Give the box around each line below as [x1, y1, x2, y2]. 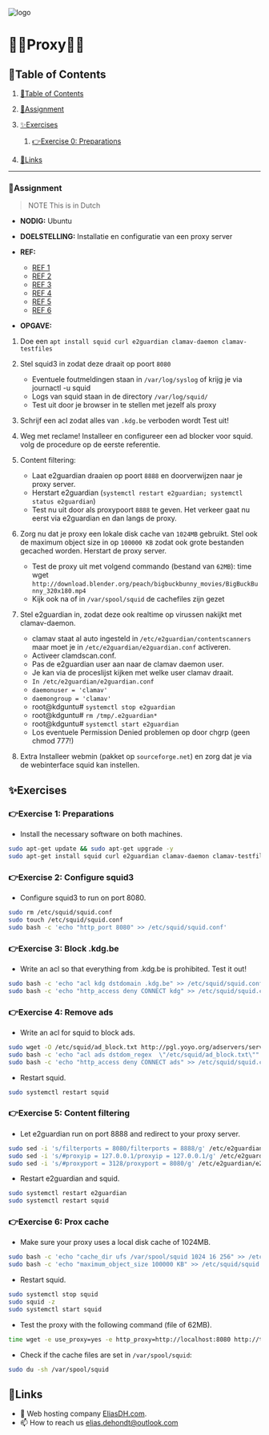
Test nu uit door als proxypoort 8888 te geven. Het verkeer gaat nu [31, 505, 251, 515]
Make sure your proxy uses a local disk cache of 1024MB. [19, 1238, 211, 1247]
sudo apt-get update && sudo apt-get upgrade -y [8, 845, 174, 853]
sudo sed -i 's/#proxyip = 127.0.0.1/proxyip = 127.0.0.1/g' [8, 1152, 217, 1160]
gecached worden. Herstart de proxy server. [19, 546, 167, 556]
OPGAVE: [19, 321, 52, 330]
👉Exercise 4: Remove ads [8, 1007, 114, 1018]
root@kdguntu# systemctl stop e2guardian [31, 702, 176, 711]
